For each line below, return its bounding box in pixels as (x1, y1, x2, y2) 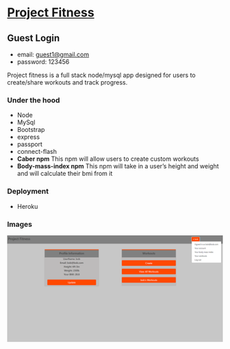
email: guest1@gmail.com (16, 50, 90, 58)
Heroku (16, 202, 38, 210)
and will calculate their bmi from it (16, 170, 113, 178)
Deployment (7, 187, 49, 196)
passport (16, 140, 43, 148)
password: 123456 (16, 58, 70, 66)
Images (7, 219, 33, 229)
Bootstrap (16, 126, 45, 134)
